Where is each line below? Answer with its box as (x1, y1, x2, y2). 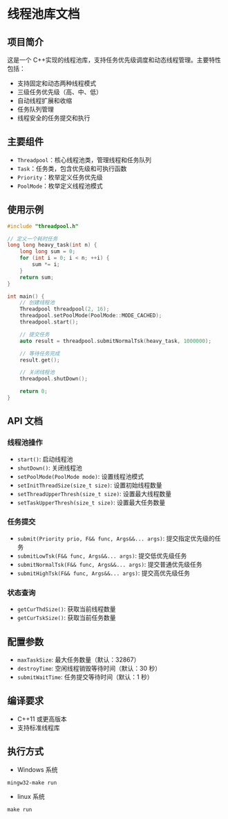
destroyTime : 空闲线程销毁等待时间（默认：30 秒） (17, 664, 161, 672)
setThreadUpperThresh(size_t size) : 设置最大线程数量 (17, 489, 172, 497)
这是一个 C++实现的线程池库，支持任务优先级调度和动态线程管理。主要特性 (7, 56, 221, 64)
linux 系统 (17, 792, 45, 800)
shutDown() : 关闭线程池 (17, 464, 83, 472)
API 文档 (7, 415, 44, 427)
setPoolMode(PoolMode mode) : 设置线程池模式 (17, 472, 144, 480)
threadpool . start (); (19, 319, 79, 326)
